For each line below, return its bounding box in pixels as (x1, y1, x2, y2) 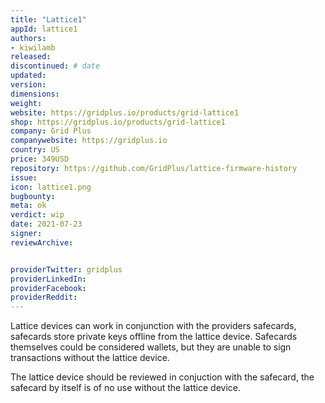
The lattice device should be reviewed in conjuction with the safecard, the (10, 371, 315, 383)
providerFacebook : (10, 283, 87, 293)
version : (10, 80, 47, 90)
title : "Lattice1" (10, 14, 87, 25)
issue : (10, 172, 38, 183)
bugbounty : (10, 191, 56, 201)
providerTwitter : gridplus (10, 264, 123, 275)
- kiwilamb (10, 42, 56, 53)
